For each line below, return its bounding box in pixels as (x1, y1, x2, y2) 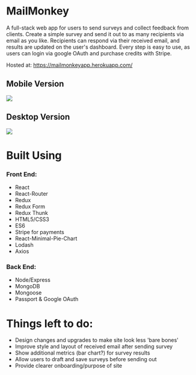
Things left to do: (6, 317, 93, 330)
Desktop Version (6, 112, 70, 122)
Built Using (6, 149, 62, 162)
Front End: (6, 170, 37, 178)
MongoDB (14, 283, 40, 290)
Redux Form (14, 203, 46, 210)
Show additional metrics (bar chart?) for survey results (14, 349, 150, 356)
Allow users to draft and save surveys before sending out (14, 356, 157, 363)
